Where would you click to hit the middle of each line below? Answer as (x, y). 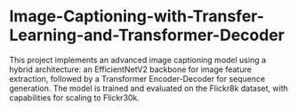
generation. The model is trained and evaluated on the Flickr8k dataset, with (149, 88)
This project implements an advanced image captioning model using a (138, 60)
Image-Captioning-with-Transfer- (137, 16)
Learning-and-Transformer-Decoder (147, 35)
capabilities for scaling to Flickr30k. (75, 97)
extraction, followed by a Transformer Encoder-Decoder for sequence (137, 78)
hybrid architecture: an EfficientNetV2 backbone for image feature (130, 69)
